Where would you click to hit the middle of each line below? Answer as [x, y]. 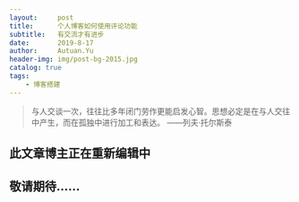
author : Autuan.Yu [51, 51]
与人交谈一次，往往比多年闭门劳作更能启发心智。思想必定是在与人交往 [161, 111]
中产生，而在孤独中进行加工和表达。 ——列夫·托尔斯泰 [132, 122]
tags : [19, 76]
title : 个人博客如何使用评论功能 [73, 26]
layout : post [42, 18]
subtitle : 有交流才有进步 [57, 34]
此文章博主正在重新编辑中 [80, 154]
